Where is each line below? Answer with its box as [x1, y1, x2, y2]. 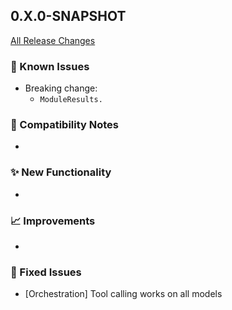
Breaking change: [24, 82, 98, 94]
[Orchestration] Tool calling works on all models [24, 288, 223, 300]
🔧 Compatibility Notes [10, 118, 119, 132]
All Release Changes [10, 34, 96, 46]
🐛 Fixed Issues [10, 265, 82, 279]
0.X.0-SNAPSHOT [10, 8, 127, 25]
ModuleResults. [39, 95, 103, 105]
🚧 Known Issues [10, 59, 90, 73]
